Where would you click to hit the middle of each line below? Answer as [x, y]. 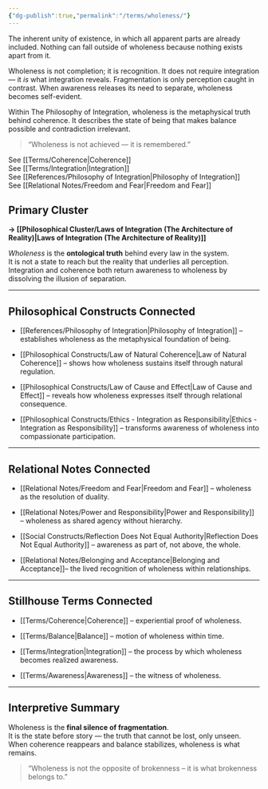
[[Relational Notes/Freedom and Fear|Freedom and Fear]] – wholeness [136, 489]
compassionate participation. [67, 437]
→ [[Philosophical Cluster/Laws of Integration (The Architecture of [121, 229]
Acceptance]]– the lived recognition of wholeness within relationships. [135, 569]
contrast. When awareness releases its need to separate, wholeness [120, 88]
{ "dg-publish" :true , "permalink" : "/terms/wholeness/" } [100, 16]
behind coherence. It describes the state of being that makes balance [122, 120]
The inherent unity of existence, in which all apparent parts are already [124, 38]
